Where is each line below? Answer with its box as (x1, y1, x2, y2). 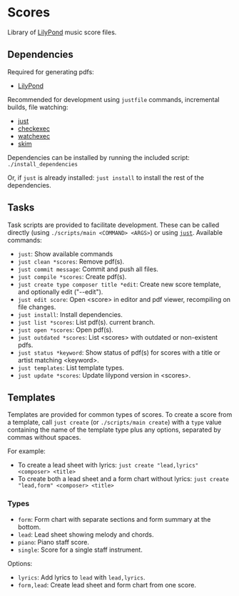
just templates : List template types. (17, 363, 125, 372)
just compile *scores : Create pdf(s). (17, 272, 127, 281)
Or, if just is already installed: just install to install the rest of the (7, 173, 205, 182)
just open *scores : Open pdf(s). (17, 325, 114, 334)
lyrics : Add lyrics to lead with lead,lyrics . (17, 572, 146, 582)
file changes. (17, 303, 56, 311)
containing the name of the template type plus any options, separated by (7, 425, 221, 434)
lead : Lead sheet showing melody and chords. (17, 530, 154, 539)
